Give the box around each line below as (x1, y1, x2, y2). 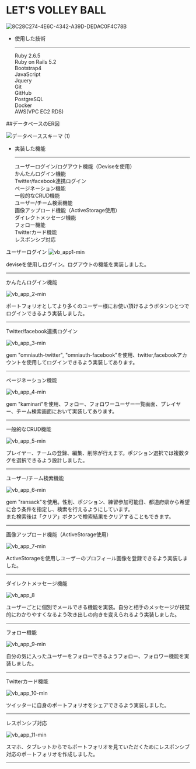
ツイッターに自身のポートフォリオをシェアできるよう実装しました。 (6, 701, 170, 708)
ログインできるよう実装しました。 (6, 309, 88, 316)
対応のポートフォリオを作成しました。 (6, 750, 98, 757)
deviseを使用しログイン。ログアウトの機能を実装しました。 (6, 261, 150, 268)
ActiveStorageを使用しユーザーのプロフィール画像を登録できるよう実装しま (6, 554, 188, 561)
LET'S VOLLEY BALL (6, 4, 107, 17)
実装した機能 (14, 144, 45, 152)
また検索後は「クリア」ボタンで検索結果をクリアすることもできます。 (6, 513, 174, 520)
